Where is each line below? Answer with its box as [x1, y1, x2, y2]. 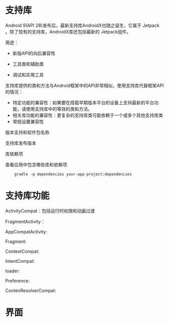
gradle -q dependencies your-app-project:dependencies [14, 172, 132, 177]
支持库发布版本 [5, 140, 36, 146]
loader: [5, 268, 20, 274]
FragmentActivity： [5, 218, 45, 224]
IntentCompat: [5, 258, 35, 264]
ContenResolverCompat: [5, 287, 57, 294]
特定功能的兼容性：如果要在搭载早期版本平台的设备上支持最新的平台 [12, 99, 154, 105]
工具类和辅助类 [12, 61, 44, 67]
